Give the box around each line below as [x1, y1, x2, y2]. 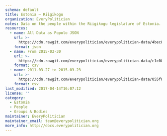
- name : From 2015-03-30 [9, 49, 61, 54]
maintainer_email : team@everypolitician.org [5, 118, 99, 124]
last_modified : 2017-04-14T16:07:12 [5, 86, 81, 91]
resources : [5, 26, 28, 31]
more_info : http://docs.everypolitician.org [5, 123, 99, 128]
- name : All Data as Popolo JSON [9, 30, 79, 35]
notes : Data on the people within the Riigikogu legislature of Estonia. [5, 21, 162, 26]
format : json [14, 44, 41, 49]
